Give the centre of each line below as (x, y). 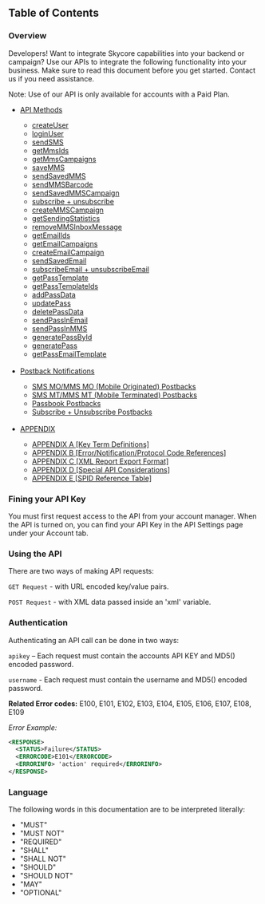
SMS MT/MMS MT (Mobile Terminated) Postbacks (115, 395)
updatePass (51, 303)
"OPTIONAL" (41, 893)
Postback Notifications (57, 371)
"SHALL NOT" (43, 859)
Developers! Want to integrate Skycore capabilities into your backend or (127, 53)
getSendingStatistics (66, 218)
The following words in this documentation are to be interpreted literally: (127, 810)
